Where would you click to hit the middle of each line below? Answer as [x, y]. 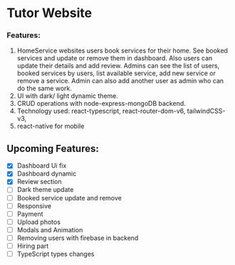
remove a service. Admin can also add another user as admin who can [120, 81]
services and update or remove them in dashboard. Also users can [115, 58]
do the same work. [45, 88]
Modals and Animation [50, 229]
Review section [39, 182]
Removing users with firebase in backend [78, 238]
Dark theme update [45, 190]
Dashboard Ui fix [42, 166]
